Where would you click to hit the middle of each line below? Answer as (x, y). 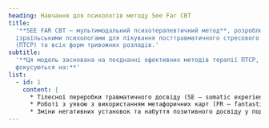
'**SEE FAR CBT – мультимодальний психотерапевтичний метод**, (123, 30)
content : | (41, 89)
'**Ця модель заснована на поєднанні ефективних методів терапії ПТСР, (138, 60)
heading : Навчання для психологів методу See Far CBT (100, 16)
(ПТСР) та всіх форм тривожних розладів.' (87, 45)
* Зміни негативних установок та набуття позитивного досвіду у (139, 112)
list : (17, 75)
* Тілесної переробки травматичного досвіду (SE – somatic (130, 97)
